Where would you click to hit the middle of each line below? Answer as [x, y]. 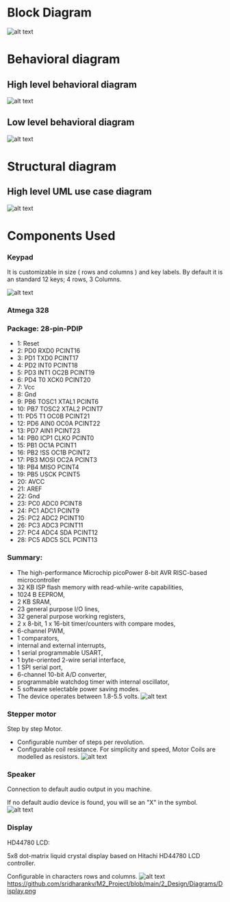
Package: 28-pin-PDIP [45, 328]
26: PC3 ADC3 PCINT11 [50, 526]
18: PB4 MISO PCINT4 [48, 467]
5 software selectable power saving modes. [78, 688]
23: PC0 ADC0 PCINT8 [49, 504]
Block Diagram [50, 13]
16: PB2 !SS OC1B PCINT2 [53, 452]
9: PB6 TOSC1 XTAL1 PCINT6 [58, 402]
